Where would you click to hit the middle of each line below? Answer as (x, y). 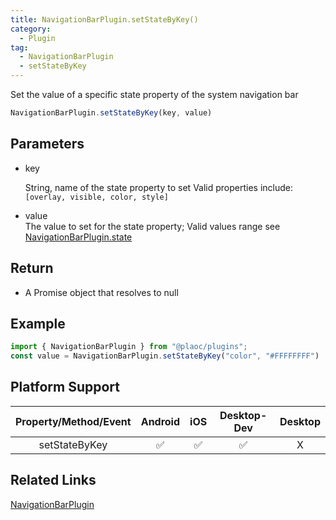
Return (32, 268)
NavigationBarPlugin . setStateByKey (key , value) (111, 113)
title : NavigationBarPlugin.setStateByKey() (104, 19)
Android (160, 421)
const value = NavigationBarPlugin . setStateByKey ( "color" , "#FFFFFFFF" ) (165, 356)
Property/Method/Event (73, 421)
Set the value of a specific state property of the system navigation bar (154, 94)
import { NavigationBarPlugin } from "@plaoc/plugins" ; (129, 347)
